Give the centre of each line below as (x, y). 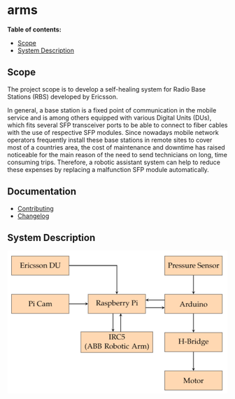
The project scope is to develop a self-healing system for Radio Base (107, 89)
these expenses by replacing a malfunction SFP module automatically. (108, 169)
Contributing (35, 208)
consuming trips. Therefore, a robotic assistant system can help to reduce (114, 162)
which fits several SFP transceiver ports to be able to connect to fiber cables (117, 125)
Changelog (33, 216)
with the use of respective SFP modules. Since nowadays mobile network (113, 132)
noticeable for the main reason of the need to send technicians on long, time (117, 154)
